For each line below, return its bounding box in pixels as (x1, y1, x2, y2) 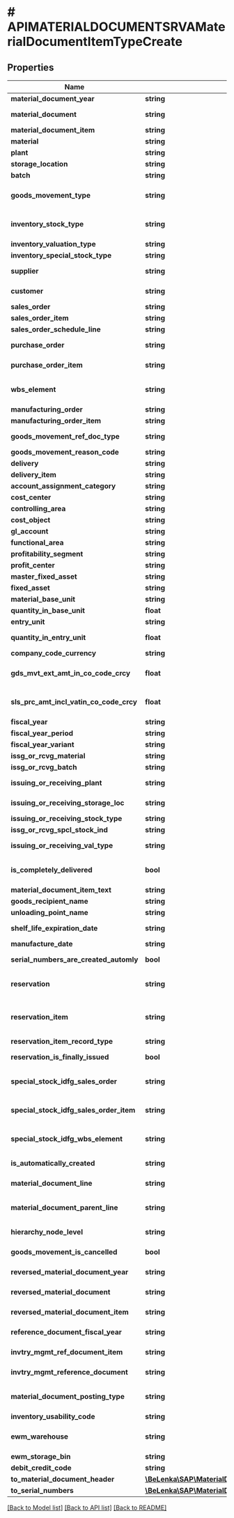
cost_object (10, 515, 51, 524)
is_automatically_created (10, 1159, 95, 1168)
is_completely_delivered (10, 865, 93, 875)
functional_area (10, 538, 64, 547)
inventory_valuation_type (10, 240, 96, 249)
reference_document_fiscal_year (10, 1327, 122, 1337)
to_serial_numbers (10, 1486, 75, 1495)
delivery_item (10, 470, 57, 479)
